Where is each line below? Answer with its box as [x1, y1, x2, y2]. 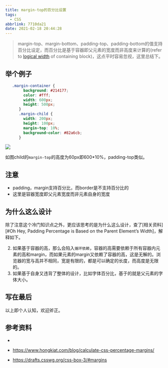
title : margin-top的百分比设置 [5, 7, 67, 13]
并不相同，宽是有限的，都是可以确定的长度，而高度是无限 [39, 258, 159, 264]
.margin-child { [18, 112, 53, 117]
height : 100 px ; [23, 121, 55, 126]
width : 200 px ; [23, 116, 53, 121]
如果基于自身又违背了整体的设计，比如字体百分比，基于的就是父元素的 [12, 270, 159, 277]
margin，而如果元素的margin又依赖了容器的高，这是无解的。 [30, 251, 156, 258]
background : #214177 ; [23, 88, 69, 93]
